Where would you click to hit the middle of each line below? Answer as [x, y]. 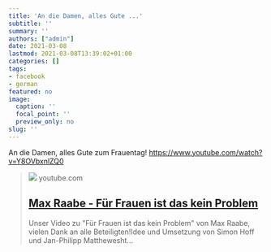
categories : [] [34, 62]
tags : [17, 69]
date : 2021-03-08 [38, 46]
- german [23, 84]
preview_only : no [45, 122]
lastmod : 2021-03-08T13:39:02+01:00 [70, 54]
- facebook [27, 76]
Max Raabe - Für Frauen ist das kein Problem [143, 204]
